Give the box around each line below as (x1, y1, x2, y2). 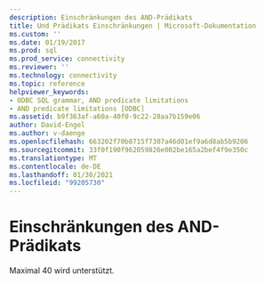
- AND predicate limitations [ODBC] (9, 104, 145, 113)
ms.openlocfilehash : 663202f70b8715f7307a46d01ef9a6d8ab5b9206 (9, 137, 249, 146)
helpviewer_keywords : (9, 87, 90, 96)
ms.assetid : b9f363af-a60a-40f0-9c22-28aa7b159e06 (9, 112, 201, 121)
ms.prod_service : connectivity (9, 54, 125, 63)
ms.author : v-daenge (9, 129, 86, 138)
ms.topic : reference (9, 79, 86, 88)
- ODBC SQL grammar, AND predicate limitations (9, 95, 189, 105)
